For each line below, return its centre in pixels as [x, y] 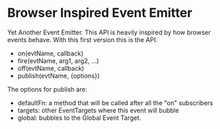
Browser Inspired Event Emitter [100, 13]
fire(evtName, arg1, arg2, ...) [58, 60]
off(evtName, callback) [51, 68]
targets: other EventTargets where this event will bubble [98, 110]
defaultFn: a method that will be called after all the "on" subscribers [115, 102]
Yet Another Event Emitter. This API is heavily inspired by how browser [109, 32]
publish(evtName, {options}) [58, 76]
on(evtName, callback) [50, 53]
